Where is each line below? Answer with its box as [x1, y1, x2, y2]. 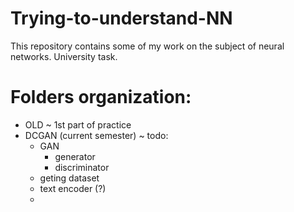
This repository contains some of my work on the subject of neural [10, 40, 285, 52]
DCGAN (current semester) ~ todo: [24, 129, 169, 141]
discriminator [54, 161, 110, 173]
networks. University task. [10, 50, 118, 62]
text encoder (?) [39, 182, 107, 194]
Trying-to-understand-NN [10, 7, 233, 30]
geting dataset [39, 172, 100, 184]
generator [54, 150, 96, 162]
